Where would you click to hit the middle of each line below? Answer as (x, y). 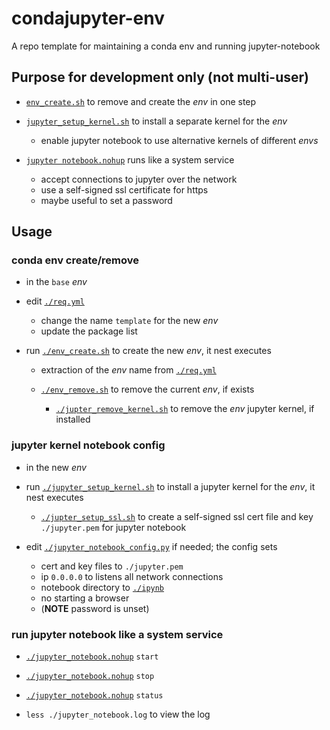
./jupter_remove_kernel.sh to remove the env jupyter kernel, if (185, 409)
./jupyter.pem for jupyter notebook (113, 527)
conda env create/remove (75, 260)
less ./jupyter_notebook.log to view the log (118, 714)
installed (73, 419)
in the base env (56, 282)
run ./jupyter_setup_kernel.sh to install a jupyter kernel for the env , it (170, 486)
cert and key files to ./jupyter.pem (112, 566)
